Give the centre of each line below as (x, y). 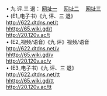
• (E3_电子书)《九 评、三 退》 (42, 68)
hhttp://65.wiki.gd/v (30, 55)
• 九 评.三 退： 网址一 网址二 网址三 (53, 8)
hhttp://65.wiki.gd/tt (30, 80)
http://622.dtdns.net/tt (33, 74)
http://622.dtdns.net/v (33, 48)
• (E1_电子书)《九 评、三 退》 (41, 16)
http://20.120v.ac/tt (29, 87)
